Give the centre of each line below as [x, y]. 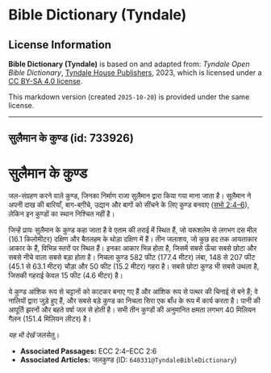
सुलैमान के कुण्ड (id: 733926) [71, 138]
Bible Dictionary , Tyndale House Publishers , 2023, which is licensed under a [135, 73]
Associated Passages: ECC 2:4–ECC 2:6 [88, 351]
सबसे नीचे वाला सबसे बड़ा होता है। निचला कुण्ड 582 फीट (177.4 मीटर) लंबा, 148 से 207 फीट [132, 258]
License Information [60, 45]
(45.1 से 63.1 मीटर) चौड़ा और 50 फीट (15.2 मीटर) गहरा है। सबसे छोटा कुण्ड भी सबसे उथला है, [134, 266]
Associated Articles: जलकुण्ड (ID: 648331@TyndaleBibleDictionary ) [128, 360]
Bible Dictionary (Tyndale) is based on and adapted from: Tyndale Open [129, 64]
